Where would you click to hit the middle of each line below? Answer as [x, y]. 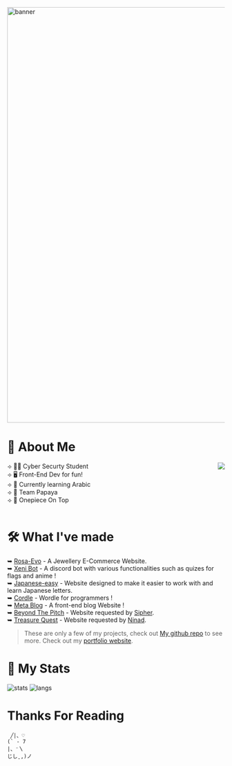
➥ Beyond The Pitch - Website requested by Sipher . [81, 612]
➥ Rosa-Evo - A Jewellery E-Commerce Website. [77, 561]
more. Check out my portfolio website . [78, 641]
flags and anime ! [32, 576]
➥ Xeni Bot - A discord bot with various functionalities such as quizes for [110, 568]
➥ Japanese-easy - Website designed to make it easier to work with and [110, 583]
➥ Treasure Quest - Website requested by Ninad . [77, 620]
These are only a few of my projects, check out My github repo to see [123, 633]
